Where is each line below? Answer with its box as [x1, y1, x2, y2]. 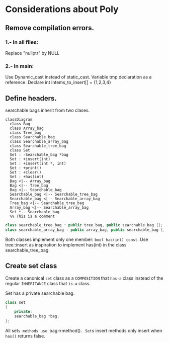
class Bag [10, 121, 30, 126]
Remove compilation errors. [5, 24, 95, 32]
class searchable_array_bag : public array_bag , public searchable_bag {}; [5, 227, 167, 232]
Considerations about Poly [5, 4, 119, 15]
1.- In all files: [5, 39, 39, 46]
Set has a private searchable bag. [5, 290, 75, 296]
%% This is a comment [10, 214, 55, 219]
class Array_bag [10, 126, 44, 131]
